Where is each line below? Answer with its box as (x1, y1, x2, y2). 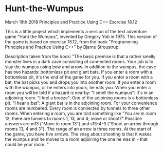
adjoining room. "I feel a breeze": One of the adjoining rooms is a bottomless (5, 95, 158, 100)
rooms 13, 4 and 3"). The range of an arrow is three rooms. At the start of (5, 126, 152, 132)
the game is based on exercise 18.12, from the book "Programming (5, 38, 138, 44)
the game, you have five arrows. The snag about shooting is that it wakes (5, 131, 152, 137)
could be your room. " (5, 141, 49, 147)
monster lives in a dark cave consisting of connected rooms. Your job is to (5, 58, 154, 64)
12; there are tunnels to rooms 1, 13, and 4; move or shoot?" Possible (5, 115, 142, 121)
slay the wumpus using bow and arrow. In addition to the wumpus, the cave (5, 64, 157, 70)
